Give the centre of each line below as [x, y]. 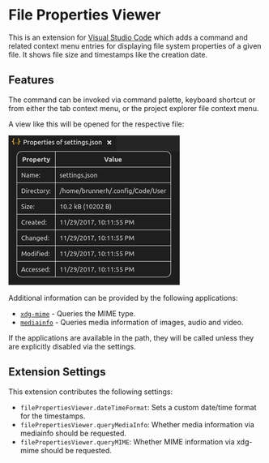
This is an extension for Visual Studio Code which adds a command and [128, 37]
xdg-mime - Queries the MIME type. [78, 313]
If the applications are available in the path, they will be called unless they [131, 337]
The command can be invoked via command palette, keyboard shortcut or [132, 100]
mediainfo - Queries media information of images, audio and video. [132, 322]
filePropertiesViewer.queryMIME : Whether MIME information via [127, 442]
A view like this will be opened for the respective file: [96, 124]
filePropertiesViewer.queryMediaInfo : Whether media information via [137, 424]
